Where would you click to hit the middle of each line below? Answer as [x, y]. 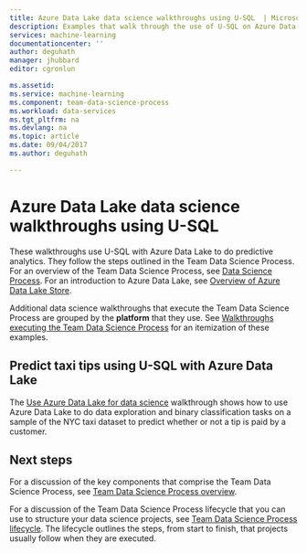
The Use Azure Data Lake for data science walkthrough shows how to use [149, 402]
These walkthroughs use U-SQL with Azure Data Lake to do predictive [142, 251]
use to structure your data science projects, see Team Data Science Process [153, 519]
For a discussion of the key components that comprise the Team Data [140, 482]
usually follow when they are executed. [83, 538]
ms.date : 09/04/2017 [49, 145]
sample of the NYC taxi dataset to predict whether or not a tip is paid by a [148, 421]
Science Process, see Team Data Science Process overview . [123, 492]
